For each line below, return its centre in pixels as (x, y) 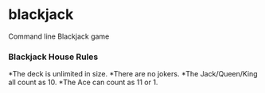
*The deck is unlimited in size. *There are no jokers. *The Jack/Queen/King (133, 74)
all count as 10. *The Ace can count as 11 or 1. (83, 82)
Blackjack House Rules (53, 57)
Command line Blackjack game (59, 36)
